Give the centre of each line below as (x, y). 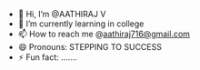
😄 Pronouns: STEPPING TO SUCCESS (90, 47)
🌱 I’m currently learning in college (81, 24)
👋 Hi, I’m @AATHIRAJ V (62, 14)
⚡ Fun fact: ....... (47, 57)
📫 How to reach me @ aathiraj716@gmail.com (104, 34)
